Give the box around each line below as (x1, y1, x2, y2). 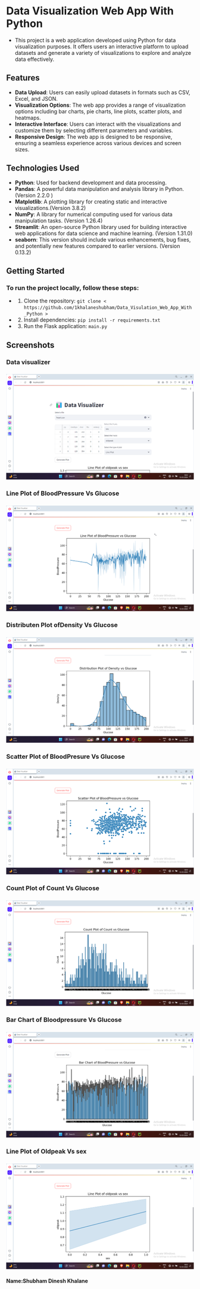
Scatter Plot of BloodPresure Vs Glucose (6, 753, 125, 761)
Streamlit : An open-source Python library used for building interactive (14, 223, 187, 230)
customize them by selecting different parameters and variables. (14, 126, 174, 134)
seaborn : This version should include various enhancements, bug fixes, (14, 236, 191, 243)
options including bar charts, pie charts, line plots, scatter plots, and (14, 107, 182, 115)
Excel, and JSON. (14, 95, 58, 102)
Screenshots (6, 340, 55, 350)
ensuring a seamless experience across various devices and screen (14, 139, 182, 147)
